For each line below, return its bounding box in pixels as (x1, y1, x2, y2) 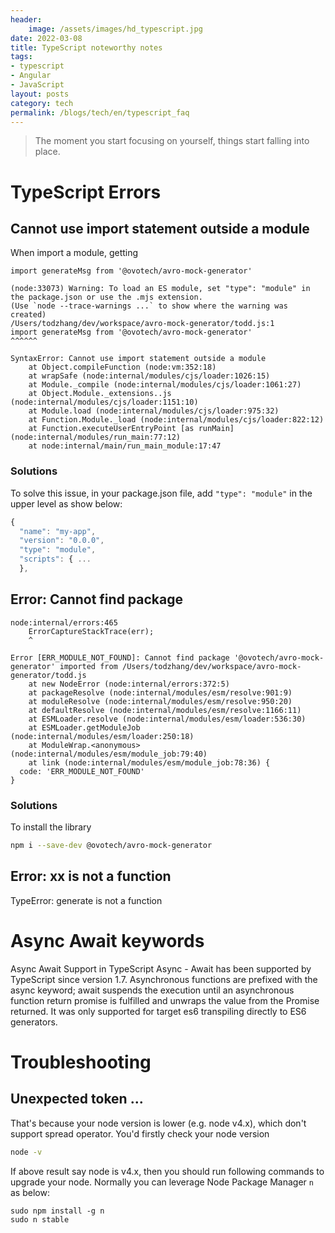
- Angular (10, 71, 52, 81)
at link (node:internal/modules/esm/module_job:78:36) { (28, 757, 271, 768)
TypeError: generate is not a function (10, 894, 163, 906)
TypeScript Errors (10, 181, 162, 203)
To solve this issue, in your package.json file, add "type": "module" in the (10, 487, 313, 499)
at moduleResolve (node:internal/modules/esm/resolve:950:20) (28, 696, 293, 706)
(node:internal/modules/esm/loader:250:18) (10, 731, 195, 741)
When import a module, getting (10, 247, 139, 259)
